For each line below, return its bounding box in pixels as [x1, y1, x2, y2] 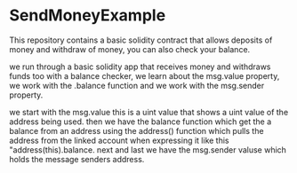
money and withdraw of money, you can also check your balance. [9, 43, 251, 54]
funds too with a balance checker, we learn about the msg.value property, [9, 70, 280, 81]
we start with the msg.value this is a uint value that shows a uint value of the [9, 106, 289, 117]
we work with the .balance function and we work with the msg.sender [9, 80, 265, 90]
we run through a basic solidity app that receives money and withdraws [9, 61, 271, 72]
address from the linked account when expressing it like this [9, 135, 229, 145]
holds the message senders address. [9, 153, 145, 164]
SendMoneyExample [9, 5, 166, 26]
